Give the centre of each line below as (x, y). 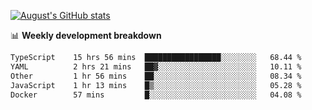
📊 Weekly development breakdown (86, 35)
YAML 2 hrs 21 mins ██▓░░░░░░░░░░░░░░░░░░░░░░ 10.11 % (156, 66)
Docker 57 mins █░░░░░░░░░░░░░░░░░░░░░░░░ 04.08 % (156, 95)
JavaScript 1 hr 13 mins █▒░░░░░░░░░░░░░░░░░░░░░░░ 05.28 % (156, 85)
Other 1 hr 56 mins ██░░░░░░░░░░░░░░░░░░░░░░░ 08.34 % (156, 76)
